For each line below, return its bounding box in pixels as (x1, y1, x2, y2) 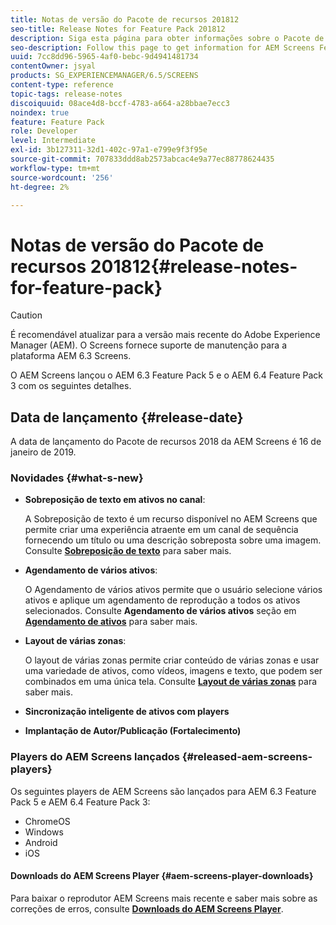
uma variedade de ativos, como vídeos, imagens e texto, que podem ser (24, 665, 323, 677)
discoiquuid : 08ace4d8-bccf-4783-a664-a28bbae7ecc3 (10, 98, 230, 108)
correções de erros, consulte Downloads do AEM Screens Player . (10, 902, 284, 915)
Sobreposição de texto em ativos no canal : (24, 494, 206, 506)
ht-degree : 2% (10, 182, 70, 192)
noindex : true (10, 107, 70, 118)
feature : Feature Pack (10, 117, 105, 127)
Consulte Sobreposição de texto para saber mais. (24, 545, 232, 557)
